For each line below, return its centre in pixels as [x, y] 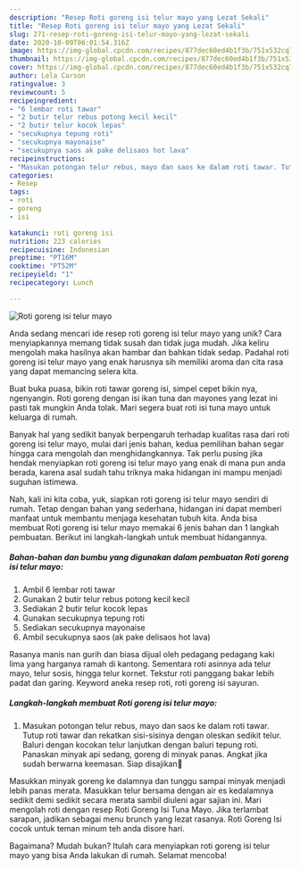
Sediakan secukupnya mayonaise [83, 627]
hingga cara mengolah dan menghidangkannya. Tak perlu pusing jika [136, 453]
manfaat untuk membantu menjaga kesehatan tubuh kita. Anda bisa [133, 518]
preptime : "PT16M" [43, 258]
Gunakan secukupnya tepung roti [83, 618]
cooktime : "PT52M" [43, 266]
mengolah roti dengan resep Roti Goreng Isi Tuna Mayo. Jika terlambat [139, 809]
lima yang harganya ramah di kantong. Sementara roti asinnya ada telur [140, 664]
